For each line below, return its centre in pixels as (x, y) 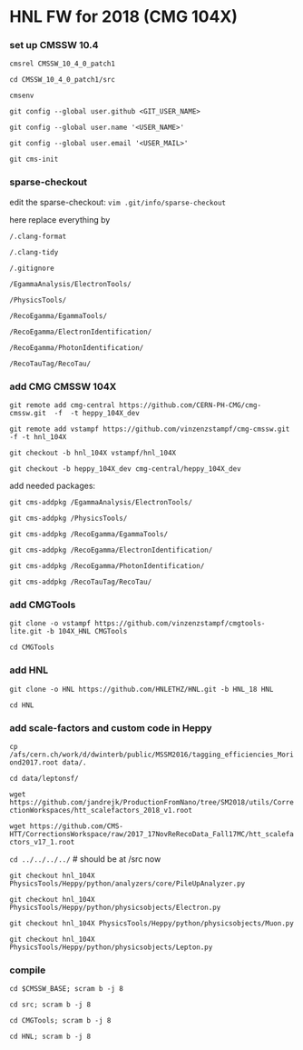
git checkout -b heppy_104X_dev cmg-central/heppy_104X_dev (126, 469)
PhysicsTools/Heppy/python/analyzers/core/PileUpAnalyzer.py (127, 884)
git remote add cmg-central (63, 405)
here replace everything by (60, 219)
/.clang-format (38, 236)
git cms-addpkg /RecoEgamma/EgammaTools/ (89, 535)
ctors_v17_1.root (42, 842)
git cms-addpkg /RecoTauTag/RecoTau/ (81, 582)
